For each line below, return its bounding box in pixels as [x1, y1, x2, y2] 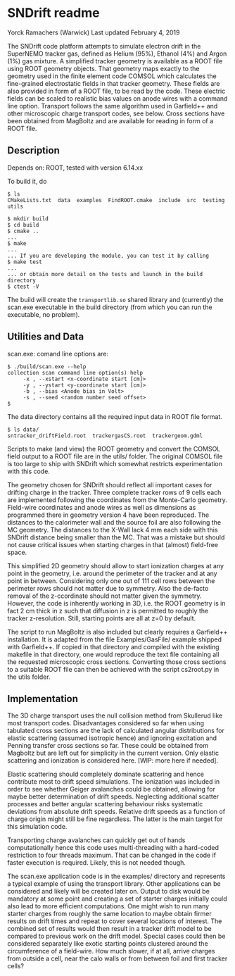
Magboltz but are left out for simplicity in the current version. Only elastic [7, 749, 220, 758]
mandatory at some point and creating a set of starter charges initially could [7, 894, 227, 903]
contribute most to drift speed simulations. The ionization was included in [7, 777, 220, 786]
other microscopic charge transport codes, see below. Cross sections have [7, 109, 225, 118]
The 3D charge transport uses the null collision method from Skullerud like [7, 711, 223, 720]
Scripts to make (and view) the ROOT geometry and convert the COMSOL [7, 444, 221, 453]
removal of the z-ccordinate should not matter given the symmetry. [7, 592, 202, 600]
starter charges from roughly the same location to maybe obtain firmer [7, 910, 212, 918]
